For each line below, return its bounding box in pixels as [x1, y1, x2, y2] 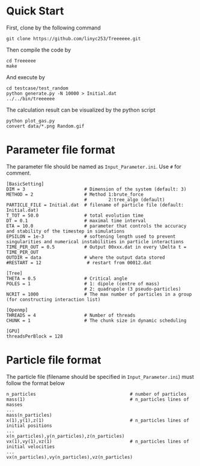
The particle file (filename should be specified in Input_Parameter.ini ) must [6, 373, 194, 380]
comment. [6, 169, 31, 177]
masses [6, 401, 23, 408]
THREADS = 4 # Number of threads [6, 312, 136, 318]
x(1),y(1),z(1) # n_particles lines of [6, 417, 189, 423]
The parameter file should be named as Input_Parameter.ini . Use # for [6, 163, 182, 170]
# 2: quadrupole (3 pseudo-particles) [83, 286, 181, 292]
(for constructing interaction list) [6, 296, 101, 303]
